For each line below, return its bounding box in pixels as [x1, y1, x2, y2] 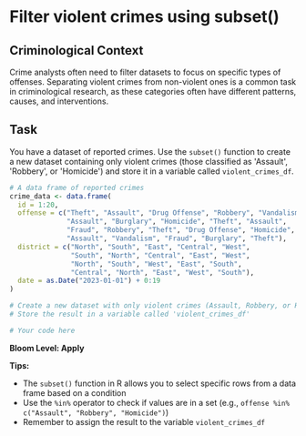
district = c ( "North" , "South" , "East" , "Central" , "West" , [17, 242, 250, 251]
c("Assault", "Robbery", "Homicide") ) [22, 407, 169, 418]
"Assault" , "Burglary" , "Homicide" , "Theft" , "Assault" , [66, 217, 287, 227]
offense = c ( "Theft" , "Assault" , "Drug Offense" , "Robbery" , [17, 208, 255, 218]
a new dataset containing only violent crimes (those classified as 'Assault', [9, 156, 289, 167]
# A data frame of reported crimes [9, 183, 145, 192]
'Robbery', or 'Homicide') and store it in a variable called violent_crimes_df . [9, 166, 294, 177]
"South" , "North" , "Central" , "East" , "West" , [70, 250, 250, 260]
